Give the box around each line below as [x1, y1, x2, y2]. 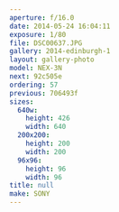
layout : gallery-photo [9, 55, 95, 64]
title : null [9, 181, 54, 190]
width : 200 [25, 147, 67, 156]
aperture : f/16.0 [9, 13, 75, 23]
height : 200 [25, 139, 70, 148]
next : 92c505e [9, 72, 63, 81]
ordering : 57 [9, 80, 59, 89]
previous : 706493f [9, 88, 78, 97]
